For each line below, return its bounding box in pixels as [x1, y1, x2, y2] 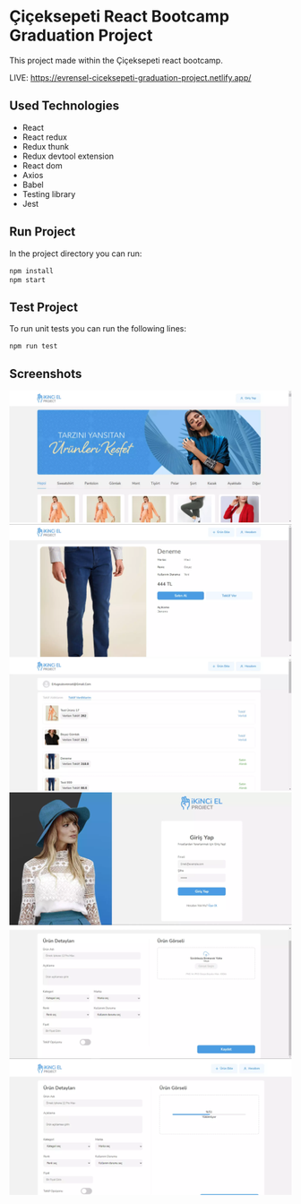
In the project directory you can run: [9, 248, 142, 259]
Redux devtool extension [21, 150, 115, 161]
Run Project [9, 224, 76, 239]
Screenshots [9, 365, 82, 382]
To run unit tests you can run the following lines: [9, 323, 186, 334]
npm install [9, 266, 54, 275]
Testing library [21, 188, 76, 199]
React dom [21, 159, 63, 171]
